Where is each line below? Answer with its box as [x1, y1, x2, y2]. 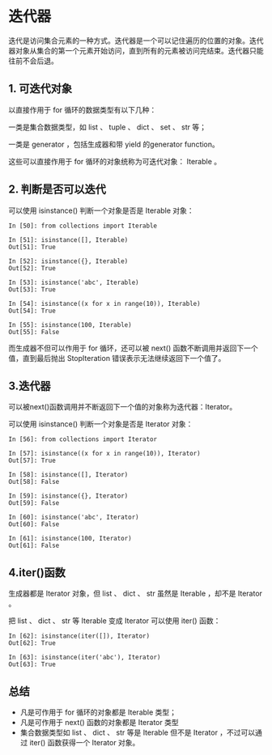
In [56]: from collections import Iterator [8, 435, 158, 443]
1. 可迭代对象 [8, 82, 73, 95]
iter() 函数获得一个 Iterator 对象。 [29, 738, 140, 747]
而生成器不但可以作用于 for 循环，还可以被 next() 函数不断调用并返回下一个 [8, 343, 259, 353]
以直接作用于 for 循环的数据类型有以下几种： [8, 104, 157, 114]
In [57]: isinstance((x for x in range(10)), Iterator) [8, 450, 201, 458]
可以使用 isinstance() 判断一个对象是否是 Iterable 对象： [8, 206, 194, 215]
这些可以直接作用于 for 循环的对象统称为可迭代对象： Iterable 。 [8, 156, 222, 166]
